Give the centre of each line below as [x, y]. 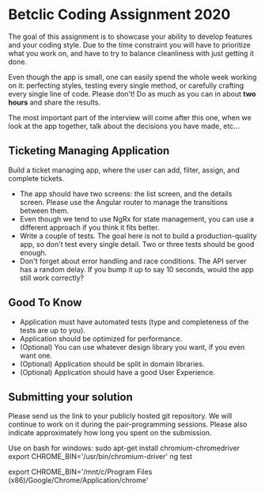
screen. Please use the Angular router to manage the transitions [123, 202]
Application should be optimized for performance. [101, 339]
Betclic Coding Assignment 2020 [119, 15]
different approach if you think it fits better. [89, 227]
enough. [33, 252]
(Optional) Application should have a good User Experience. [117, 372]
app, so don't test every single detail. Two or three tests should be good [137, 244]
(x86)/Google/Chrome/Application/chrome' [78, 480]
